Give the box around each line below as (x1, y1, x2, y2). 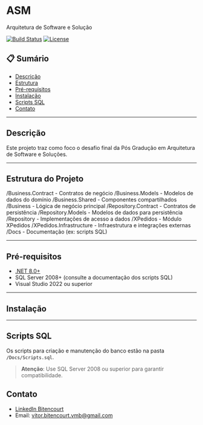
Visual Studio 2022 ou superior (14, 281, 92, 288)
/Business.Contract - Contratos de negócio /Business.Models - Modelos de (6, 190, 193, 197)
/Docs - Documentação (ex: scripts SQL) (6, 228, 108, 236)
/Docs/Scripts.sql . (6, 353, 54, 360)
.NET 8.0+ (14, 267, 40, 275)
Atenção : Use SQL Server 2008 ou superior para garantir (21, 365, 164, 372)
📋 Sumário (6, 54, 50, 64)
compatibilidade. (21, 371, 63, 378)
